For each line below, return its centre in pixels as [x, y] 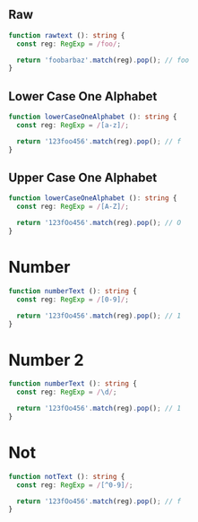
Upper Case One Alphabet [83, 178]
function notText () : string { [67, 476]
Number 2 [46, 360]
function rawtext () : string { [67, 35]
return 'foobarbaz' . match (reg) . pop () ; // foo [103, 60]
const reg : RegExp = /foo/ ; [69, 44]
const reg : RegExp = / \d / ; [67, 392]
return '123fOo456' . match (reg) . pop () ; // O [99, 223]
